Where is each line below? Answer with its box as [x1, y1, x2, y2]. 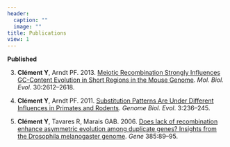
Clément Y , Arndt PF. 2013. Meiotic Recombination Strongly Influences [17, 69, 221, 77]
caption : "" [13, 17, 49, 24]
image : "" [13, 23, 42, 30]
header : [7, 10, 30, 17]
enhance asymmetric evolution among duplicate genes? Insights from [17, 125, 217, 133]
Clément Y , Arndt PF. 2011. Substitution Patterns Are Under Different [17, 96, 214, 105]
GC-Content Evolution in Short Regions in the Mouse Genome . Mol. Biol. [17, 76, 224, 84]
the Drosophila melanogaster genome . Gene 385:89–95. [17, 132, 179, 141]
